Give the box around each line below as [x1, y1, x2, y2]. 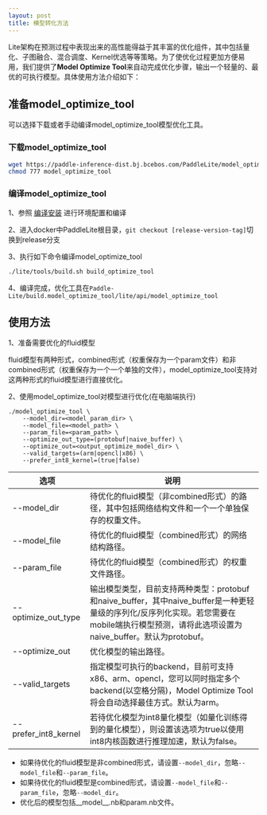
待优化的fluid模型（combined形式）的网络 [90, 530, 248, 541]
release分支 [21, 234, 61, 244]
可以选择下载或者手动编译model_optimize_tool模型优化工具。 [8, 120, 208, 130]
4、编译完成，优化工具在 [8, 283, 90, 292]
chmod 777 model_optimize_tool [8, 168, 112, 176]
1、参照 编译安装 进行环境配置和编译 [8, 208, 127, 217]
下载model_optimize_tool [8, 142, 107, 153]
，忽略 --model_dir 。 [55, 788, 123, 797]
